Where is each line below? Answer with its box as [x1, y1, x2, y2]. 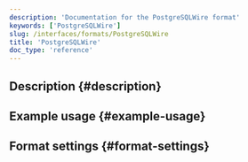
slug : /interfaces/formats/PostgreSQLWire [9, 29, 169, 38]
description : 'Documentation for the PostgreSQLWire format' [9, 12, 241, 22]
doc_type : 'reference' [9, 46, 93, 55]
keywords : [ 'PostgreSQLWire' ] [9, 21, 122, 30]
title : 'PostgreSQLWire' [9, 37, 101, 47]
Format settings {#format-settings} [9, 139, 211, 154]
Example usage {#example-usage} [9, 108, 206, 124]
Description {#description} [9, 79, 162, 94]
